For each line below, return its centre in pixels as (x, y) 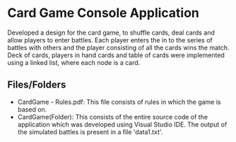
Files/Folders (37, 85)
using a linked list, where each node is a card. (74, 62)
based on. (32, 109)
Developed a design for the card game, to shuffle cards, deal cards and (111, 32)
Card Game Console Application (103, 13)
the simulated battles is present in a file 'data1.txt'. (90, 131)
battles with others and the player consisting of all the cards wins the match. (118, 47)
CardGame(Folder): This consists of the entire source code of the (113, 117)
